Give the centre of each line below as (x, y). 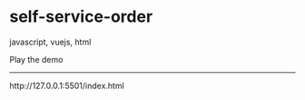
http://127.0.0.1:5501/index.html (67, 85)
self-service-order (81, 17)
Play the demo (36, 59)
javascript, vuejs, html (50, 42)
